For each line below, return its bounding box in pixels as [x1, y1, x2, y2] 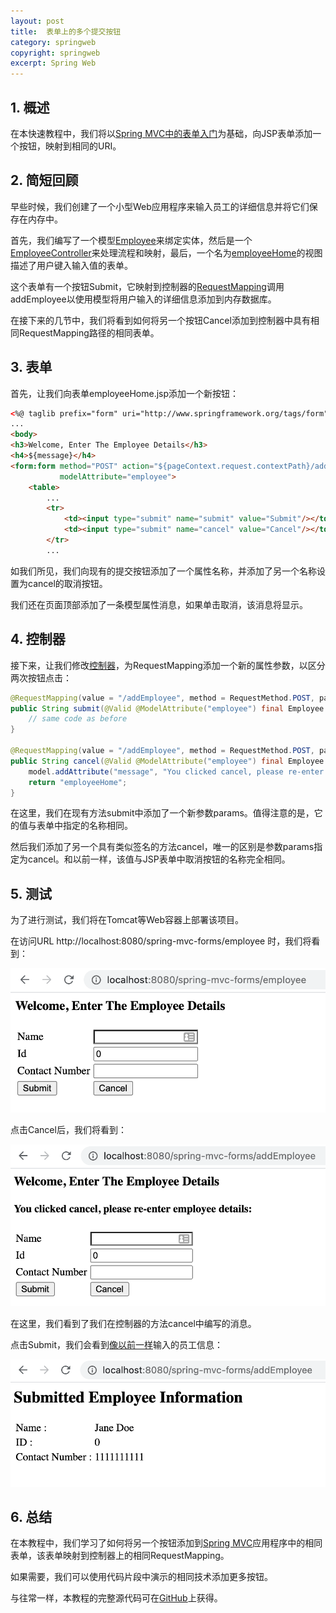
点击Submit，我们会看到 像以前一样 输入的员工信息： [10, 1338, 224, 1350]
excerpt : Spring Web [10, 58, 97, 69]
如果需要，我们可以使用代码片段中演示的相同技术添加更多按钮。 [10, 1571, 273, 1583]
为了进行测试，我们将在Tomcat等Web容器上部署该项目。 [10, 914, 244, 926]
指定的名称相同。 [62, 820, 133, 832]
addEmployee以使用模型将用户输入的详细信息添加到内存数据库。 [10, 293, 277, 305]
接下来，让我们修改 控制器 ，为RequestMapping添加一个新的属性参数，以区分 [10, 659, 326, 671]
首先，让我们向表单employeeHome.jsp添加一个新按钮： [10, 387, 240, 399]
